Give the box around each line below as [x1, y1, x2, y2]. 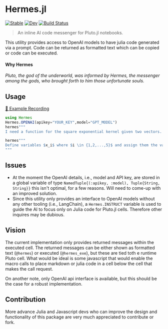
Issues [5, 161, 26, 170]
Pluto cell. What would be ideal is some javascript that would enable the [5, 255, 153, 261]
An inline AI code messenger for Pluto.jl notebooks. [17, 29, 123, 35]
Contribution [5, 296, 46, 304]
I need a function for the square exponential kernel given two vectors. [5, 129, 162, 134]
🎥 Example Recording [5, 105, 49, 111]
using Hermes [5, 115, 32, 120]
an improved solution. [12, 190, 57, 196]
